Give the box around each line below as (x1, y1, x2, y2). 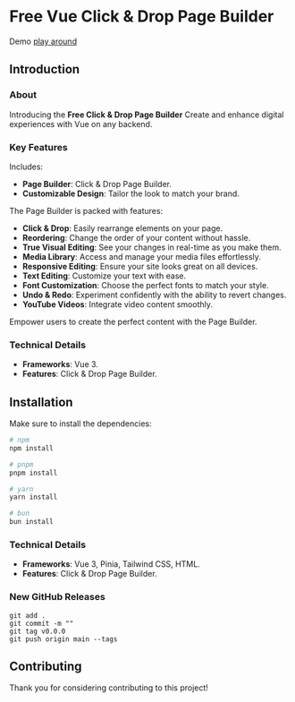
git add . (9, 611, 46, 620)
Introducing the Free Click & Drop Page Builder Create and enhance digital (9, 109, 284, 120)
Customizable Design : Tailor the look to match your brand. (21, 188, 240, 199)
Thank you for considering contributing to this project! (9, 682, 208, 693)
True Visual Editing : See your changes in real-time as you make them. (21, 242, 282, 253)
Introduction (9, 62, 80, 77)
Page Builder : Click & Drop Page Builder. (21, 178, 173, 189)
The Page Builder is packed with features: (9, 205, 164, 216)
